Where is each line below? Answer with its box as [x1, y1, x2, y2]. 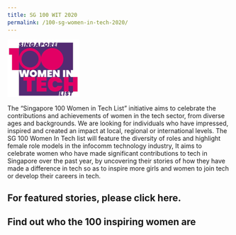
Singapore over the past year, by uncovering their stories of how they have [7, 156, 225, 165]
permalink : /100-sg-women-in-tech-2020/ [7, 18, 129, 26]
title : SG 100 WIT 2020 [7, 11, 78, 18]
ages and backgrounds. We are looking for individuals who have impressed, [7, 119, 229, 127]
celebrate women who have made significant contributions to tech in [7, 149, 208, 157]
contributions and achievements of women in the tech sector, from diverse [7, 111, 225, 120]
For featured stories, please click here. [7, 192, 182, 204]
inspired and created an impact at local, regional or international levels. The [7, 126, 227, 134]
